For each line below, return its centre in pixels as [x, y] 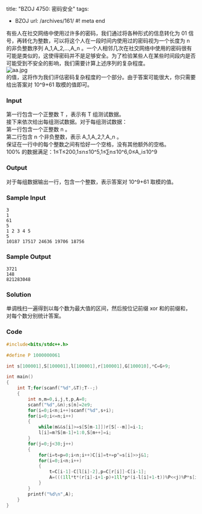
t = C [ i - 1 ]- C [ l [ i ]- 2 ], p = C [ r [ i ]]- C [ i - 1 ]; [98, 472]
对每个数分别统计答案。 [35, 316]
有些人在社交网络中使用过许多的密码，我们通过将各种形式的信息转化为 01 [97, 33]
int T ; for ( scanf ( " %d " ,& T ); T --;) [57, 388]
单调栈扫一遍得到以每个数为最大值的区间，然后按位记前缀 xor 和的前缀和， [99, 309]
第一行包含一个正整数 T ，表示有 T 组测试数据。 [65, 114]
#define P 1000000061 [33, 355]
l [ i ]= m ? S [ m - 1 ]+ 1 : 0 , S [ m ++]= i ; [75, 433]
